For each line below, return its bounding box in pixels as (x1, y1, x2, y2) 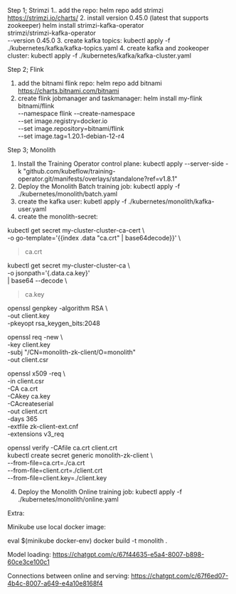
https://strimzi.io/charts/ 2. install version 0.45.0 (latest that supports (7, 14, 209, 22)
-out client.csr (7, 356, 49, 364)
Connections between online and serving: (7, 572, 130, 580)
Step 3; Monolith (7, 146, 56, 154)
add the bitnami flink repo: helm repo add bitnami (17, 79, 162, 87)
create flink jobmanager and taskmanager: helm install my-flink (17, 94, 203, 102)
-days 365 (7, 415, 38, 423)
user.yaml (17, 205, 47, 213)
